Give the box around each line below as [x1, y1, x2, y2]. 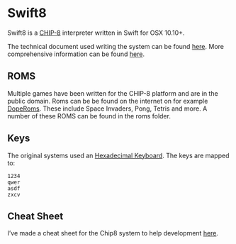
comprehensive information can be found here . [7, 50, 145, 58]
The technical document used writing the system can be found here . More [7, 42, 225, 50]
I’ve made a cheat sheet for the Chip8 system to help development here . [7, 229, 218, 238]
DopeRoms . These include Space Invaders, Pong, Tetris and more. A [7, 104, 208, 113]
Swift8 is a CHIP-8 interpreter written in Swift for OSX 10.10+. [7, 28, 185, 37]
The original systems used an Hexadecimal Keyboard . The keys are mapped [7, 151, 230, 160]
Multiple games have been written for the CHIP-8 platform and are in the [7, 89, 218, 97]
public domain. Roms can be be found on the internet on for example [7, 96, 208, 105]
